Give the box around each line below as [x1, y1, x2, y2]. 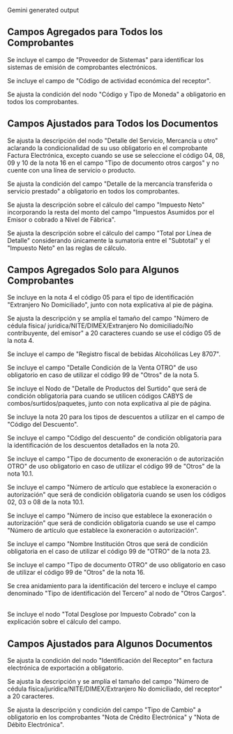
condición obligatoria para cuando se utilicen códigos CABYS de [7, 392, 193, 400]
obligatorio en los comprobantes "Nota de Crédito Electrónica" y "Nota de [7, 713, 220, 721]
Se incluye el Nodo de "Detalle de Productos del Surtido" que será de [7, 384, 207, 393]
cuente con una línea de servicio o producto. [7, 166, 136, 174]
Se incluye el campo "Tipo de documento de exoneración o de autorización [7, 455, 225, 463]
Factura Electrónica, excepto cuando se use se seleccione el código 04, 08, [7, 151, 225, 159]
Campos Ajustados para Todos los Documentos [7, 118, 218, 130]
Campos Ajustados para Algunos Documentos [7, 638, 213, 649]
